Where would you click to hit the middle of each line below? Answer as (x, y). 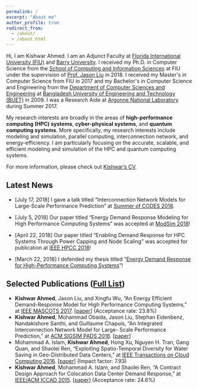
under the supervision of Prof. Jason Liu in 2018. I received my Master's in (97, 75)
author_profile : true (33, 22)
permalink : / (22, 12)
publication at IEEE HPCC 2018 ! (53, 247)
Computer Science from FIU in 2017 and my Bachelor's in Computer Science (99, 81)
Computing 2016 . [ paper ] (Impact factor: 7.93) (71, 361)
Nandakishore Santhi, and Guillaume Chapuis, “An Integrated (88, 323)
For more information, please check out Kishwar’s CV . (72, 167)
